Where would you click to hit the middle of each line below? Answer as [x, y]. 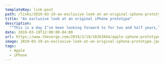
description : [18, 23]
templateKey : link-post [29, 10]
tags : [10, 46]
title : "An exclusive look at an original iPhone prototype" [69, 19]
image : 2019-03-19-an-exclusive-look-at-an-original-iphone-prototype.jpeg [84, 42]
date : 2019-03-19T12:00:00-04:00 [39, 32]
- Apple [17, 50]
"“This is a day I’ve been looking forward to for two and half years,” [85, 28]
